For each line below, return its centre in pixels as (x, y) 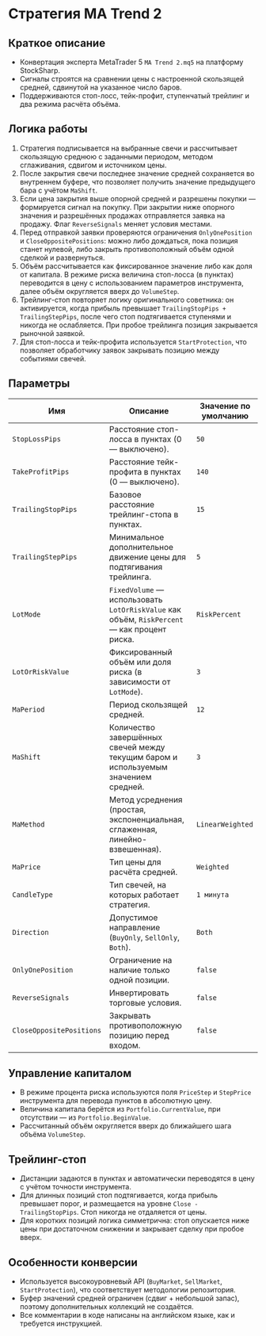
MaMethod (28, 824)
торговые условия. (146, 1002)
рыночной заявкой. (52, 333)
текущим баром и (144, 757)
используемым (139, 767)
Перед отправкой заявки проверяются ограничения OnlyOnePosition (136, 232)
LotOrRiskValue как (146, 609)
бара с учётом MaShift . (59, 190)
